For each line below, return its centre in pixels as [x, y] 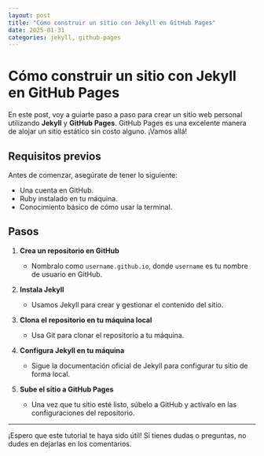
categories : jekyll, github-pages [65, 37]
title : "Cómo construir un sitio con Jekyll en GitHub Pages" [112, 23]
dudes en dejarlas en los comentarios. [70, 443]
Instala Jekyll [42, 289]
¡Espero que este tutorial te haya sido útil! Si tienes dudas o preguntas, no [127, 435]
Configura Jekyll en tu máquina [72, 350]
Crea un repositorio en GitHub [69, 250]
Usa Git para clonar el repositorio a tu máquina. [108, 335]
